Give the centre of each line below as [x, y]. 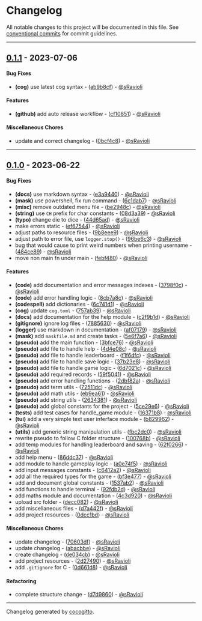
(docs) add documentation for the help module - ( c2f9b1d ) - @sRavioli [102, 317]
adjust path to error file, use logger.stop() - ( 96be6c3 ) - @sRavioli [98, 238]
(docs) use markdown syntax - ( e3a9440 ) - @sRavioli [82, 194]
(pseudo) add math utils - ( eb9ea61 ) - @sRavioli [75, 393]
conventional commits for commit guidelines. [62, 33]
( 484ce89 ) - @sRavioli [43, 251]
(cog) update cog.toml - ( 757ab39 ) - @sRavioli [73, 310]
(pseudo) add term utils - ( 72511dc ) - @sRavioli [74, 387]
